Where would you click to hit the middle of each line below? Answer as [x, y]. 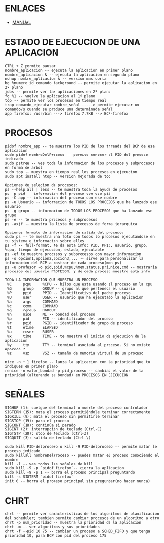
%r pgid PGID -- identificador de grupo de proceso [70, 323]
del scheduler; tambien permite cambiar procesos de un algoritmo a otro [82, 518]
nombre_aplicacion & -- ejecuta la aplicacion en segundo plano [72, 75]
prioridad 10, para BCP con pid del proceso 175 [56, 535]
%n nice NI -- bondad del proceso [51, 314]
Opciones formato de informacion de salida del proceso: [65, 233]
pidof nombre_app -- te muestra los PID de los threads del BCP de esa [80, 146]
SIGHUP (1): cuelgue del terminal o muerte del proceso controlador [77, 408]
